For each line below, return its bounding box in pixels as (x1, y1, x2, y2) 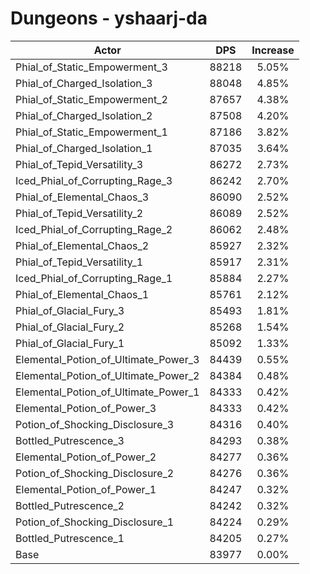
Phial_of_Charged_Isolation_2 (15, 108, 153, 122)
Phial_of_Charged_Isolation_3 (15, 76, 153, 90)
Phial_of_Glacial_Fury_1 (15, 336, 125, 350)
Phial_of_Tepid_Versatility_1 (15, 255, 144, 269)
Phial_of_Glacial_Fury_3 (15, 303, 125, 317)
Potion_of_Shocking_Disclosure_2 (15, 466, 175, 480)
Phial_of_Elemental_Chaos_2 (15, 238, 150, 252)
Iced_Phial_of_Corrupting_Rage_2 (15, 222, 173, 236)
